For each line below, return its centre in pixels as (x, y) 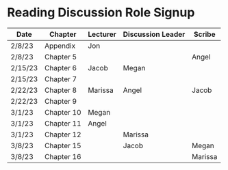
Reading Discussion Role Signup (101, 13)
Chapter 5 (61, 57)
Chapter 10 (63, 112)
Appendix (60, 46)
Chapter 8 (61, 90)
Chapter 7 (61, 79)
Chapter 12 (63, 134)
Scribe (204, 34)
